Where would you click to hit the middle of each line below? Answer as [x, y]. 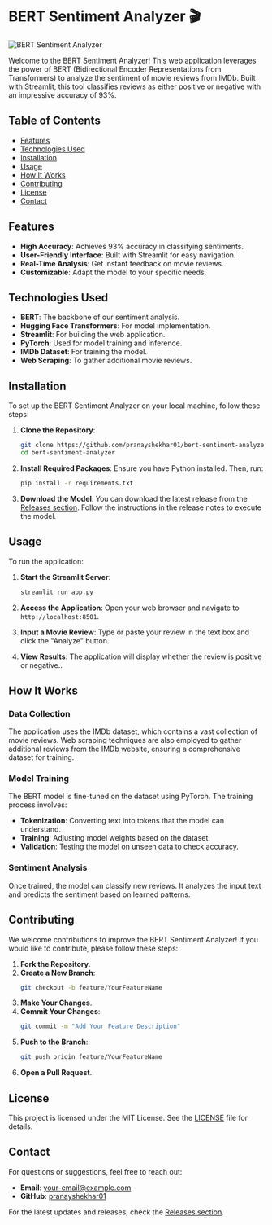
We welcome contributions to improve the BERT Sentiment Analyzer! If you [133, 939]
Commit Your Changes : [60, 1012]
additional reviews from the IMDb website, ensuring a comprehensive [125, 749]
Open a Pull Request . [56, 1073]
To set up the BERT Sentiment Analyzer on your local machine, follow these [134, 406]
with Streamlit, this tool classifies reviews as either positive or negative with [135, 86]
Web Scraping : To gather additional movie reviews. [106, 361]
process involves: [38, 805]
